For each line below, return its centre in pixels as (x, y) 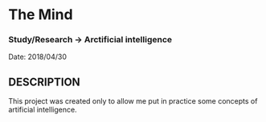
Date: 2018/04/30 (37, 57)
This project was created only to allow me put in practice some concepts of (133, 101)
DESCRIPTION (44, 82)
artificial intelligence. (43, 110)
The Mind (41, 15)
